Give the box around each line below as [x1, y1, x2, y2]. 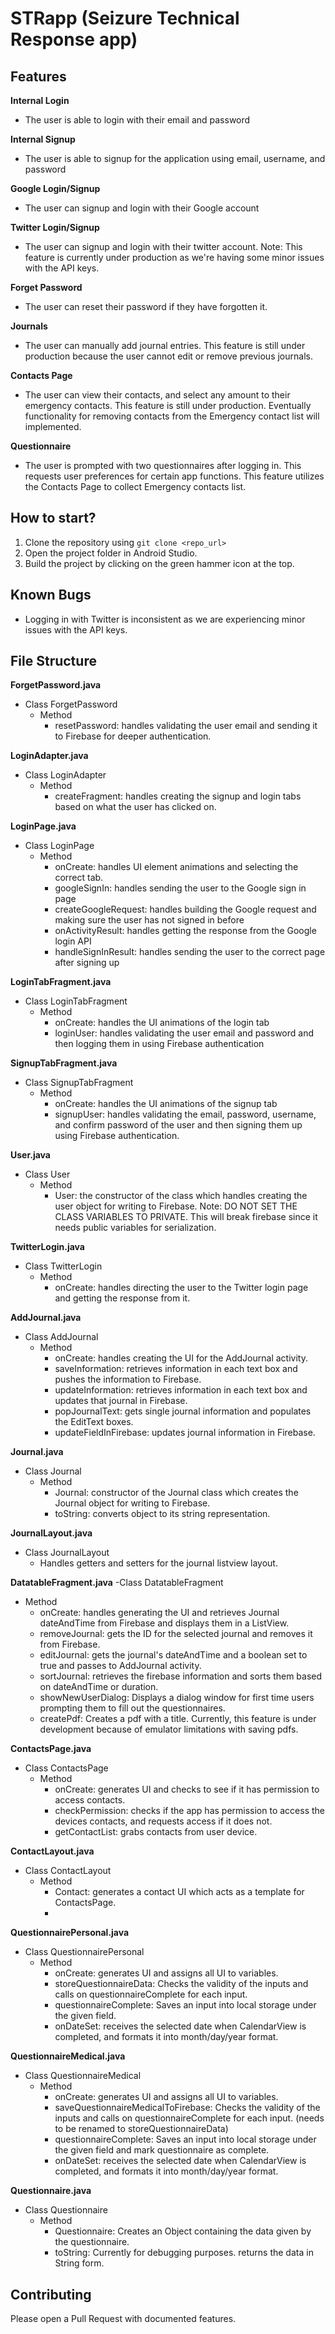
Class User [24, 1168, 71, 1181]
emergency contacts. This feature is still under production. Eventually [24, 400, 312, 411]
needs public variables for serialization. [54, 1222, 217, 1234]
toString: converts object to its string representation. [54, 1508, 271, 1520]
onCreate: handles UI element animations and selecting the [54, 861, 299, 873]
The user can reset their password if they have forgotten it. [24, 301, 268, 312]
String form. [54, 2257, 105, 2269]
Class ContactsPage [24, 1762, 109, 1774]
